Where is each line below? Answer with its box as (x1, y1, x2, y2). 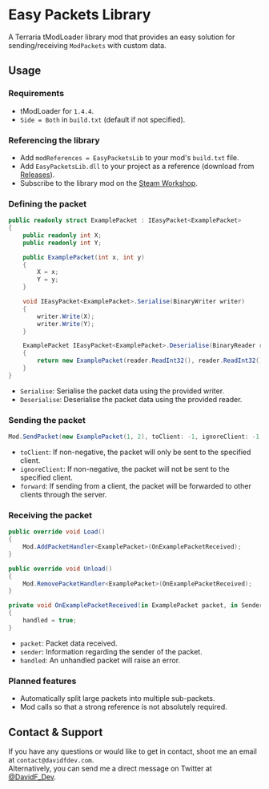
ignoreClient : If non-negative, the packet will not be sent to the (19, 465, 230, 474)
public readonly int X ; (22, 231, 102, 240)
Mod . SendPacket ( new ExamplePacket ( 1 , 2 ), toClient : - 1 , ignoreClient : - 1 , (8, 433, 263, 441)
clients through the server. (19, 490, 107, 500)
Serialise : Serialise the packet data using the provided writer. (19, 386, 225, 396)
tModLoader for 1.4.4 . (19, 106, 94, 115)
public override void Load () (8, 528, 106, 536)
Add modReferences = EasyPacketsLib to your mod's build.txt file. (19, 152, 239, 162)
